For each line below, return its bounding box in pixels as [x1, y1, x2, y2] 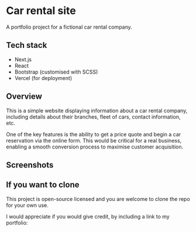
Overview [6, 92, 43, 102]
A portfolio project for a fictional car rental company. [6, 23, 133, 30]
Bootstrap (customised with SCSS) [14, 68, 98, 75]
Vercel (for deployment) [14, 74, 72, 81]
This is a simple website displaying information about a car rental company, [6, 107, 188, 114]
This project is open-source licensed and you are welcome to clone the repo [6, 195, 190, 202]
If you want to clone [6, 180, 80, 190]
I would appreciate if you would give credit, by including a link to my [6, 213, 170, 220]
